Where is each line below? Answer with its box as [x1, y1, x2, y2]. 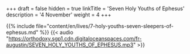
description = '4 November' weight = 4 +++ [6, 11, 111, 18]
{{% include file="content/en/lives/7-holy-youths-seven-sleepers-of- [6, 23, 174, 29]
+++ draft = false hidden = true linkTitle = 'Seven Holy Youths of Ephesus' [6, 5, 185, 12]
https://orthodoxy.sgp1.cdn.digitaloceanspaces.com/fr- [8, 35, 142, 42]
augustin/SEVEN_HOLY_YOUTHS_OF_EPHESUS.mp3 [6, 41, 134, 48]
